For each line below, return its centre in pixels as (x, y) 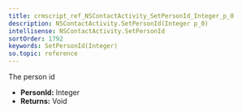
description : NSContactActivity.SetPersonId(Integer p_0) (108, 24)
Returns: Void (43, 101)
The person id (32, 77)
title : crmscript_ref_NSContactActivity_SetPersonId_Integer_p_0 (121, 16)
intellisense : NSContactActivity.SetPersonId (86, 31)
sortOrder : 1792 (36, 39)
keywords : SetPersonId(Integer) (63, 46)
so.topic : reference (43, 54)
